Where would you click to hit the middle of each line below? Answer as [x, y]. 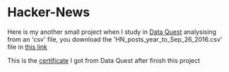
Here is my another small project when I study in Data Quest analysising [112, 32]
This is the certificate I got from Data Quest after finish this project [104, 60]
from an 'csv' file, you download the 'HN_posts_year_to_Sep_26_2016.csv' [115, 39]
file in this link [27, 47]
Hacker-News [49, 12]
